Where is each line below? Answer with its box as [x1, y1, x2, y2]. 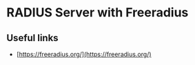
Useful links [6, 32, 59, 44]
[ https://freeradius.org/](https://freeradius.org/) [16, 50, 152, 58]
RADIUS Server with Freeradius [6, 5, 189, 21]
